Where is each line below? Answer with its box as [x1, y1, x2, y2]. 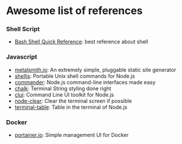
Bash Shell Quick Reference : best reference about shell [14, 38, 149, 45]
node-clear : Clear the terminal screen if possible [14, 97, 132, 104]
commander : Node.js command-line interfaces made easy [14, 78, 156, 85]
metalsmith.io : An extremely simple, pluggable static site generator [14, 66, 176, 73]
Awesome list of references [6, 4, 143, 18]
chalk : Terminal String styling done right [14, 85, 112, 92]
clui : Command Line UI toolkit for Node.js [14, 91, 114, 98]
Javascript [6, 53, 38, 61]
